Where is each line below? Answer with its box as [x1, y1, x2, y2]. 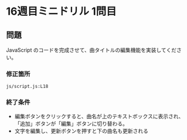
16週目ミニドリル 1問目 [6, 5, 117, 18]
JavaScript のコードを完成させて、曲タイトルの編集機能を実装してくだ [6, 47, 177, 53]
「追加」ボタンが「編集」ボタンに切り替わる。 [14, 120, 128, 127]
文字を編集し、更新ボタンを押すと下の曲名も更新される [14, 127, 148, 134]
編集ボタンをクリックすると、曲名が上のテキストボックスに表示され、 [14, 112, 184, 119]
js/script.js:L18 [6, 84, 49, 90]
